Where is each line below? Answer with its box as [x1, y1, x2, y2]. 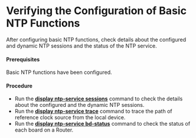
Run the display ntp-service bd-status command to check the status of [14, 120, 191, 127]
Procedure [6, 82, 32, 89]
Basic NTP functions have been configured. [6, 69, 112, 76]
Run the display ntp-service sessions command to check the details [14, 95, 183, 102]
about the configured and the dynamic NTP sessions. [14, 102, 145, 109]
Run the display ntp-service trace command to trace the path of [14, 107, 172, 115]
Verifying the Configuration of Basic [6, 4, 187, 18]
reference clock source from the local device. [14, 114, 126, 121]
